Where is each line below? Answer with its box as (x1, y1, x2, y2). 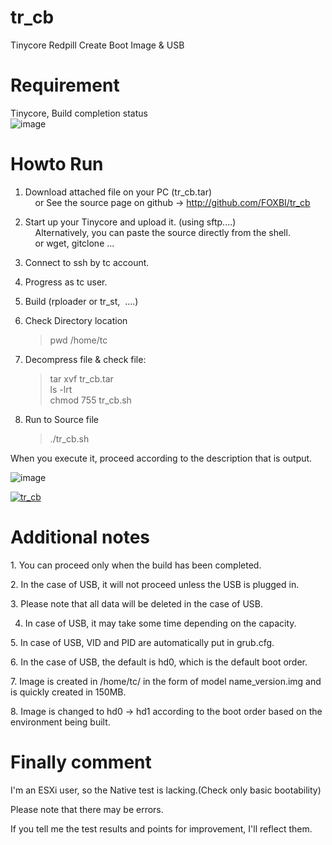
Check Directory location (24, 314, 128, 326)
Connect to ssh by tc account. (24, 256, 150, 268)
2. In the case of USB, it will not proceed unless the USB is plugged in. (10, 578, 300, 590)
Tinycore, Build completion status (10, 107, 148, 119)
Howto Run (10, 153, 104, 176)
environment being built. (10, 716, 111, 728)
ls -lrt (49, 383, 73, 395)
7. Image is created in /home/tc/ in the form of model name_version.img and (10, 675, 322, 687)
